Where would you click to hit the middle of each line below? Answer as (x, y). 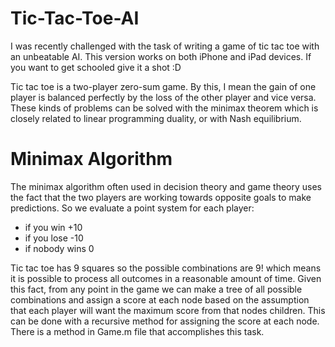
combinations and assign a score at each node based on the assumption (160, 299)
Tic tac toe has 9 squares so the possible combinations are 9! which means (166, 268)
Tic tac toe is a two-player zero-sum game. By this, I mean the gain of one (163, 86)
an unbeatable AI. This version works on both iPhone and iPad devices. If (161, 56)
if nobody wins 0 (59, 248)
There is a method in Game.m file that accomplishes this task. (137, 331)
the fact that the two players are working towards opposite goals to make (161, 197)
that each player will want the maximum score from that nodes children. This (168, 310)
